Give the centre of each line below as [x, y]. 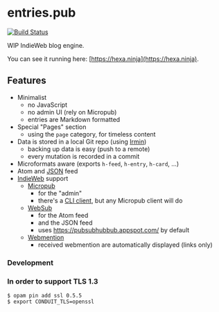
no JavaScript [47, 105]
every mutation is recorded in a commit [84, 156]
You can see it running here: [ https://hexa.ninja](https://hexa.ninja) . [103, 59]
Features [27, 81]
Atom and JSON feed [47, 171]
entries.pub [42, 13]
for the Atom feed [63, 215]
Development [30, 263]
